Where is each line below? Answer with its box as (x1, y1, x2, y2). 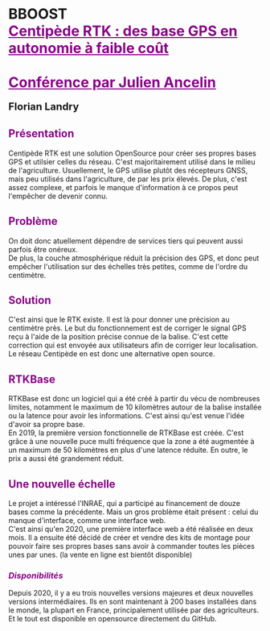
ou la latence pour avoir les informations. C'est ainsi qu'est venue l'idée (8, 411, 245, 421)
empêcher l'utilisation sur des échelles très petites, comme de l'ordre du (8, 261, 247, 271)
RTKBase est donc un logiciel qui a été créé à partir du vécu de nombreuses (8, 394, 260, 404)
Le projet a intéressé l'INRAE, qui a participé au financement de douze (8, 499, 241, 508)
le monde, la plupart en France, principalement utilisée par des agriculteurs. (8, 605, 260, 615)
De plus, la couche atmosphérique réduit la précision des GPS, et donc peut (8, 253, 260, 263)
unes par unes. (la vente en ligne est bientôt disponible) (8, 550, 193, 559)
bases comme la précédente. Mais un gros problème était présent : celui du (8, 507, 259, 517)
